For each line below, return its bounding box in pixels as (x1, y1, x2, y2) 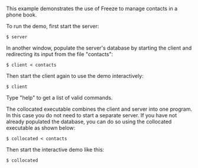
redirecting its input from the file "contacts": (6, 51, 113, 58)
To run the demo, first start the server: (6, 23, 99, 29)
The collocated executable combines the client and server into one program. (6, 106, 193, 113)
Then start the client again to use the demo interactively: (6, 73, 144, 79)
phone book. (6, 11, 37, 18)
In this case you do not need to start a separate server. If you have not (6, 112, 177, 118)
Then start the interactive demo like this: (6, 146, 105, 153)
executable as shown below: (6, 124, 76, 131)
